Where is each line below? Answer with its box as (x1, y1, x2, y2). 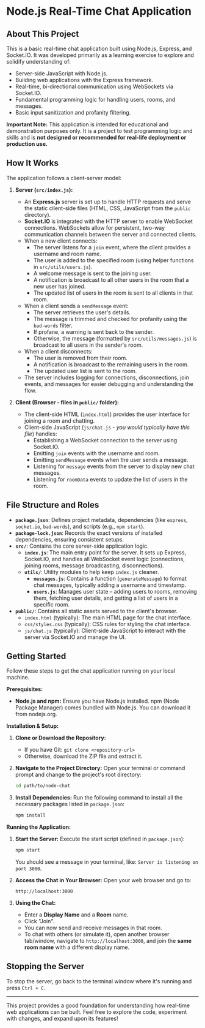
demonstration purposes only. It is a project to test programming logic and (6, 127, 193, 134)
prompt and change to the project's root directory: (15, 771, 142, 779)
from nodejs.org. (15, 711, 57, 718)
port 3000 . (15, 865, 42, 872)
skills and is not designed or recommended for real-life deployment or (6, 134, 187, 141)
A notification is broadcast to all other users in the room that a (33, 276, 189, 283)
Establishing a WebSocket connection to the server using (33, 436, 178, 444)
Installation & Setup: (6, 722, 59, 730)
